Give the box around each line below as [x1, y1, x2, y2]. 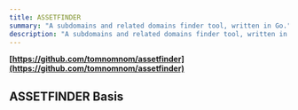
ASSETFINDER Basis [9, 89, 124, 104]
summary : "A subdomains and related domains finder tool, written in [9, 21, 272, 30]
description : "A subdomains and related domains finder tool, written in [9, 29, 288, 38]
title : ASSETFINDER [9, 12, 82, 22]
